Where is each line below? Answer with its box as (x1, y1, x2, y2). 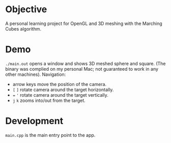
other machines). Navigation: (5, 71, 66, 77)
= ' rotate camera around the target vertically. (12, 92, 108, 98)
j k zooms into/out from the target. (12, 97, 85, 103)
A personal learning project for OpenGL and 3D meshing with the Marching (5, 20, 163, 26)
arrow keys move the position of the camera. (12, 81, 107, 87)
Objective (5, 4, 47, 15)
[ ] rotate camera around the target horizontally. (12, 87, 114, 93)
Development (5, 116, 64, 127)
